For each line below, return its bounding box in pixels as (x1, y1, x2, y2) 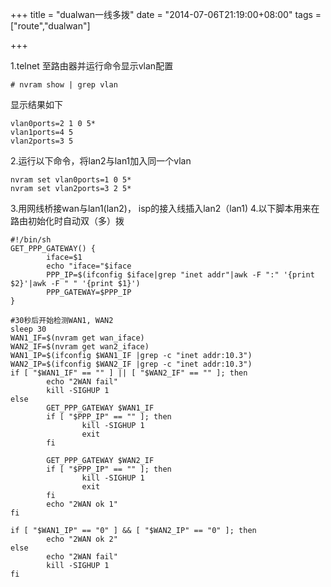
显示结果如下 (10, 99, 63, 110)
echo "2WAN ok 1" (46, 499, 118, 509)
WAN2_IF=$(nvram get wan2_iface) (10, 342, 150, 352)
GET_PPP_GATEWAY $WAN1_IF (46, 403, 155, 413)
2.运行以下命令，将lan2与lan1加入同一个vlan (10, 155, 192, 167)
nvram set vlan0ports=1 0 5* (10, 175, 132, 185)
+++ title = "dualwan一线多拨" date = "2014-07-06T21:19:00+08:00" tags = (10, 9, 322, 20)
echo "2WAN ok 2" (46, 534, 118, 544)
